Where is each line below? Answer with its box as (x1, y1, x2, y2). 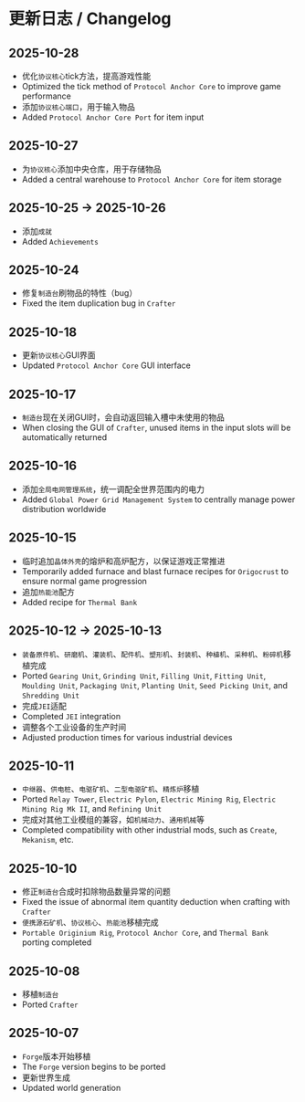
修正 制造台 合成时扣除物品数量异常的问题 (21, 887, 171, 897)
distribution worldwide (21, 503, 107, 514)
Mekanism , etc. (21, 834, 74, 845)
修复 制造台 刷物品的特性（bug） (21, 288, 138, 299)
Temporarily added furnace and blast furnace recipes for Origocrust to (21, 565, 289, 576)
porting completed (21, 937, 92, 948)
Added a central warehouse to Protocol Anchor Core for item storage (21, 173, 282, 184)
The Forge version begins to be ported (21, 1061, 166, 1072)
